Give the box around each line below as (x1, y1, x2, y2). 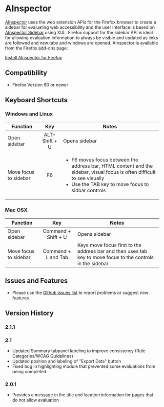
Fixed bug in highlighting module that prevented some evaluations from (12, 363, 156, 369)
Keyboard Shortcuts (5, 96, 68, 104)
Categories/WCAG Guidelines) (12, 353, 73, 359)
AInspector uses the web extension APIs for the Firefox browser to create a (5, 19, 156, 25)
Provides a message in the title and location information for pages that (12, 392, 154, 398)
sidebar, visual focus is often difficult (71, 169, 156, 176)
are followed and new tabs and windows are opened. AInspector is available (5, 40, 158, 45)
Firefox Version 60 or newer (12, 82, 68, 88)
